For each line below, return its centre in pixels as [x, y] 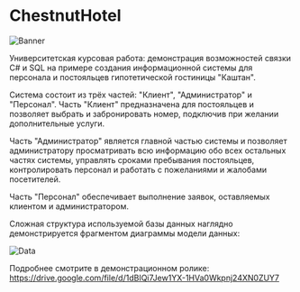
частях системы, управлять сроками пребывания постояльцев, [132, 160]
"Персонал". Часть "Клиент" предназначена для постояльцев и [132, 104]
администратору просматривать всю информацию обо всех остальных [148, 151]
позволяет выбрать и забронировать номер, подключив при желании [144, 114]
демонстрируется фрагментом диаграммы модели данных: [125, 233]
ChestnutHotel [65, 16]
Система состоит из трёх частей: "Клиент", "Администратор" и [131, 95]
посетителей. [35, 179]
